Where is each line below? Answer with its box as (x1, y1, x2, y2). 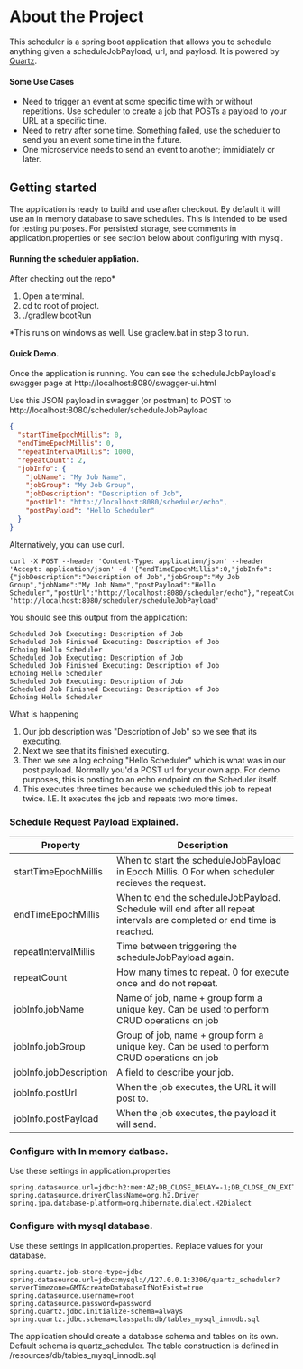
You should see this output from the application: (9, 612, 188, 623)
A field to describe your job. (116, 1067, 234, 1079)
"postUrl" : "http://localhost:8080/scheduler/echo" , (25, 498, 228, 507)
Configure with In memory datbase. (9, 1144, 169, 1157)
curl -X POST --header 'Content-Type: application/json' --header (9, 557, 264, 566)
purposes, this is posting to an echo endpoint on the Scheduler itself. (22, 773, 279, 784)
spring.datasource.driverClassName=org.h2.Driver (9, 1191, 200, 1200)
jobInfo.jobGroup (14, 1041, 86, 1053)
